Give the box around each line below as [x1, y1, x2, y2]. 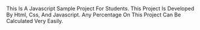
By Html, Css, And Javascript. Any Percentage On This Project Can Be [6, 11, 181, 18]
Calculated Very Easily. [6, 18, 63, 24]
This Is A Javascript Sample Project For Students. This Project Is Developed [6, 5, 195, 12]
